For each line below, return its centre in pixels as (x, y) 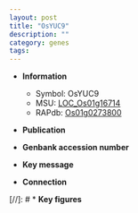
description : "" (39, 34)
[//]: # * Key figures (45, 200)
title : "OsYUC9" (39, 26)
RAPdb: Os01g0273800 (78, 113)
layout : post (33, 17)
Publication (44, 130)
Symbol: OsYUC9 (67, 94)
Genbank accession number (75, 148)
